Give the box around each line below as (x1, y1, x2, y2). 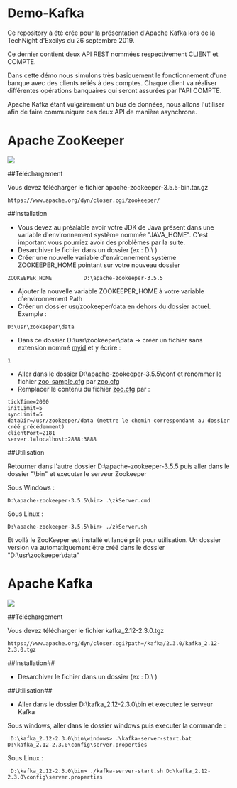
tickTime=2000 (7, 398, 50, 406)
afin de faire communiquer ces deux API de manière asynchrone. (7, 107, 197, 116)
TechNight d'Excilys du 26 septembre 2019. (7, 36, 135, 44)
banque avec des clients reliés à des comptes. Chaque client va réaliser (7, 78, 218, 87)
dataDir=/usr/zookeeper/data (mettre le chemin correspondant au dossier (7, 417, 231, 424)
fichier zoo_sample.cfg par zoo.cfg (17, 377, 120, 385)
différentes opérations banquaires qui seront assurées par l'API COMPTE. (7, 86, 222, 95)
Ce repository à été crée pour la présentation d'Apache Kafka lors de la (7, 28, 216, 37)
